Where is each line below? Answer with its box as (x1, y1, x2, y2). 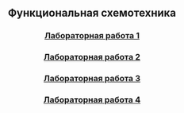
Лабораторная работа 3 (43, 73, 141, 84)
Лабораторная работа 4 (43, 95, 141, 106)
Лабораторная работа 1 (44, 30, 140, 41)
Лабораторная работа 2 (43, 52, 141, 63)
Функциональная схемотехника (7, 6, 177, 20)
